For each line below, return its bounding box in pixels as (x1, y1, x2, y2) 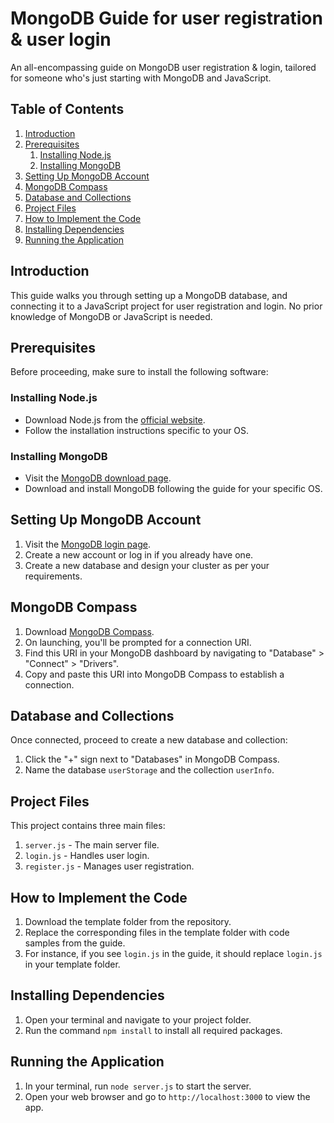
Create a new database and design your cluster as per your (24, 559, 270, 571)
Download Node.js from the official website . (24, 413, 206, 426)
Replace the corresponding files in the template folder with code (24, 927, 290, 939)
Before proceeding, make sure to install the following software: (10, 366, 269, 378)
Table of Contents (10, 101, 125, 118)
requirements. (24, 570, 83, 582)
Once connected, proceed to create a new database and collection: (10, 734, 288, 746)
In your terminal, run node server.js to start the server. (24, 1080, 252, 1092)
